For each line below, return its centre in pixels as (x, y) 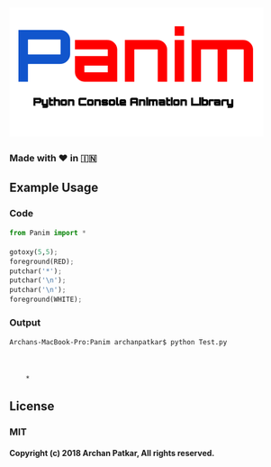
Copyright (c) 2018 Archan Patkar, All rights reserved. (112, 453)
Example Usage (54, 187)
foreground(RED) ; (42, 261)
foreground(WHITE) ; (46, 300)
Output (25, 322)
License (32, 406)
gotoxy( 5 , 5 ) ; (34, 252)
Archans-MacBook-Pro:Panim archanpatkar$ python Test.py (118, 343)
